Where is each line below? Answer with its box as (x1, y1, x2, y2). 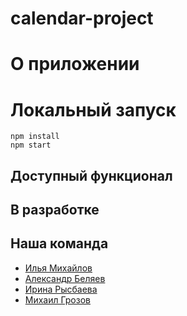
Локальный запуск (10, 98, 177, 121)
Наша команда (10, 235, 109, 252)
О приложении (10, 53, 140, 76)
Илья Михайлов (24, 262, 93, 274)
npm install (10, 132, 60, 142)
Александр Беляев (24, 272, 106, 284)
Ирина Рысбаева (24, 283, 98, 295)
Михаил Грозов (24, 293, 91, 306)
